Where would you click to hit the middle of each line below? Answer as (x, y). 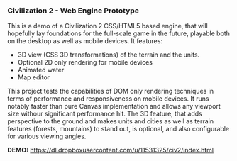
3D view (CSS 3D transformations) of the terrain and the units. (109, 55)
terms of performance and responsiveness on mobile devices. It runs (108, 99)
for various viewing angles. (47, 136)
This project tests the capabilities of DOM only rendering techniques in (111, 91)
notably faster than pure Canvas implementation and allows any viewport (114, 106)
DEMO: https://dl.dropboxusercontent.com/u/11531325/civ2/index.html (111, 150)
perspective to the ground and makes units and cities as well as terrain (111, 121)
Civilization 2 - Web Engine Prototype (73, 11)
